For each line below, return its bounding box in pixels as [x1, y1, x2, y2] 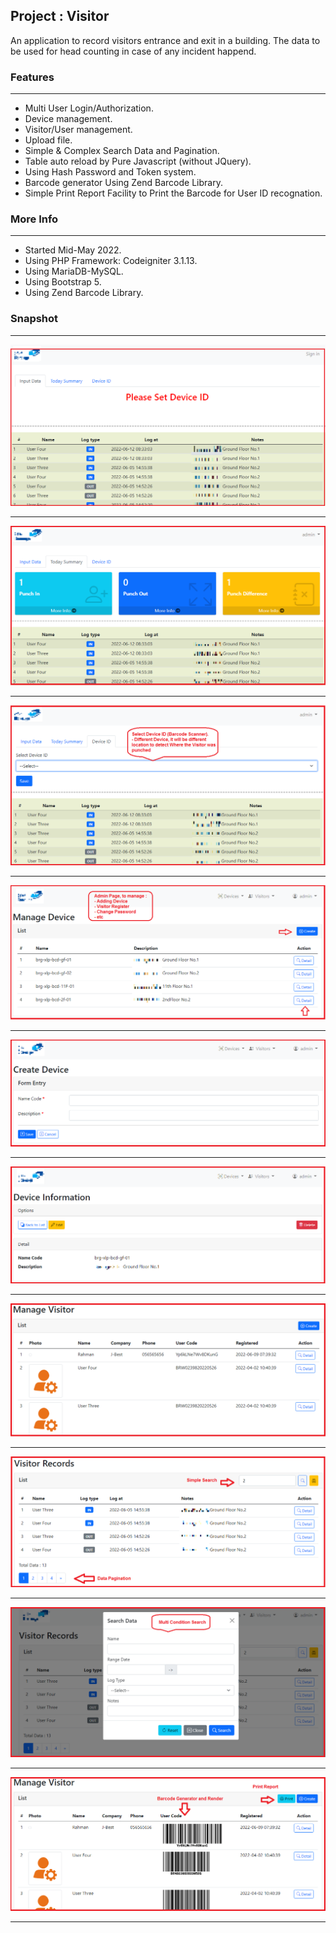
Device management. [24, 113, 113, 125]
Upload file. [24, 134, 73, 146]
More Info [10, 212, 59, 226]
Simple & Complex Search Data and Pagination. [24, 145, 220, 157]
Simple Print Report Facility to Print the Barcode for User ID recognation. [24, 187, 323, 199]
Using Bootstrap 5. [24, 276, 102, 288]
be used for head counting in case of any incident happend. [10, 45, 257, 57]
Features [10, 70, 55, 84]
